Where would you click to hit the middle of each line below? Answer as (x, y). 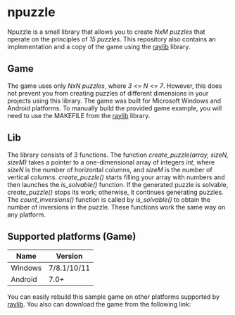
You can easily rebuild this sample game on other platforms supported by (114, 297)
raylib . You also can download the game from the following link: (99, 304)
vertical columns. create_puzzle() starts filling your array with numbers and (116, 177)
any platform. (26, 214)
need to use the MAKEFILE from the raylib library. (79, 115)
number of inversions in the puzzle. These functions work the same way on (116, 207)
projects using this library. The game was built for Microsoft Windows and (114, 101)
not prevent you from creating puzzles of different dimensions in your (108, 93)
